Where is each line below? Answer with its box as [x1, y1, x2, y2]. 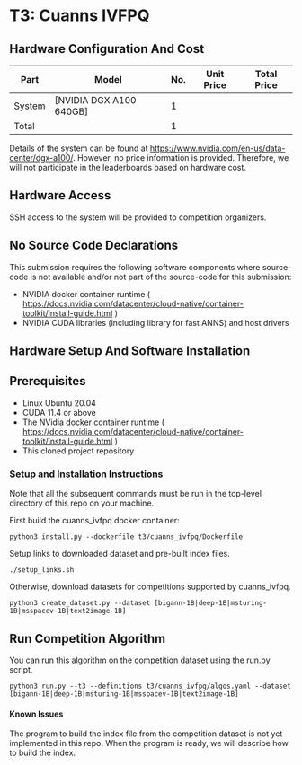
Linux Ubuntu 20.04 [22, 397, 97, 409]
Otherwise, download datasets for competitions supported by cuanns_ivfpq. [9, 581, 291, 593]
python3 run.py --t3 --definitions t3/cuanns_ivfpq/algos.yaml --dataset [9, 681, 292, 690]
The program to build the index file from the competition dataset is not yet [9, 728, 283, 739]
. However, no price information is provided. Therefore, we [72, 153, 289, 163]
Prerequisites [9, 374, 86, 389]
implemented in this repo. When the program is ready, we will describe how [9, 738, 289, 749]
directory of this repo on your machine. [9, 497, 155, 508]
